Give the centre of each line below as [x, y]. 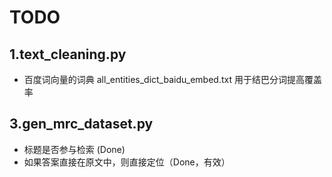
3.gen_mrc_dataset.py [81, 124]
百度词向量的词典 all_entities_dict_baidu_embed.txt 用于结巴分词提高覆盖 [172, 79]
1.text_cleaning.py [68, 54]
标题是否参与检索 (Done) [74, 149]
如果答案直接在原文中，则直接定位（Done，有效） [127, 162]
